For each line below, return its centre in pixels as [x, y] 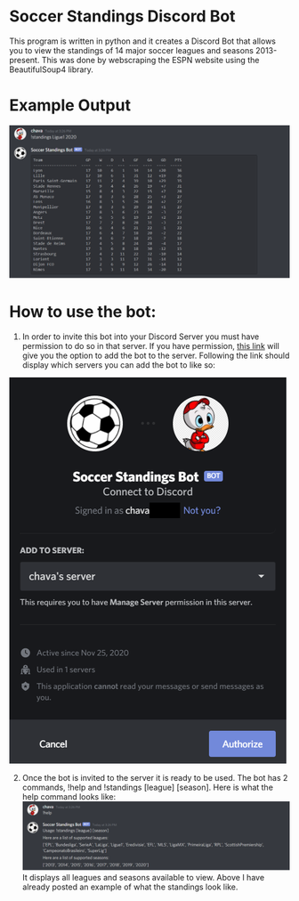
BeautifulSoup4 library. [51, 69]
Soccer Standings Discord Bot [122, 16]
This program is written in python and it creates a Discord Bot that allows [143, 41]
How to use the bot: [83, 312]
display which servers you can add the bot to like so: [118, 365]
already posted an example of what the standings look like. [130, 887]
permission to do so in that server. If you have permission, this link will [151, 345]
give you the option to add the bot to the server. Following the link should [156, 355]
